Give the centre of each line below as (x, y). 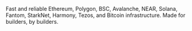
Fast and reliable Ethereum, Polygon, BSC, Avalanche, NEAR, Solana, (91, 9)
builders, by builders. (32, 22)
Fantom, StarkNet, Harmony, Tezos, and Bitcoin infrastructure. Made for (96, 15)
